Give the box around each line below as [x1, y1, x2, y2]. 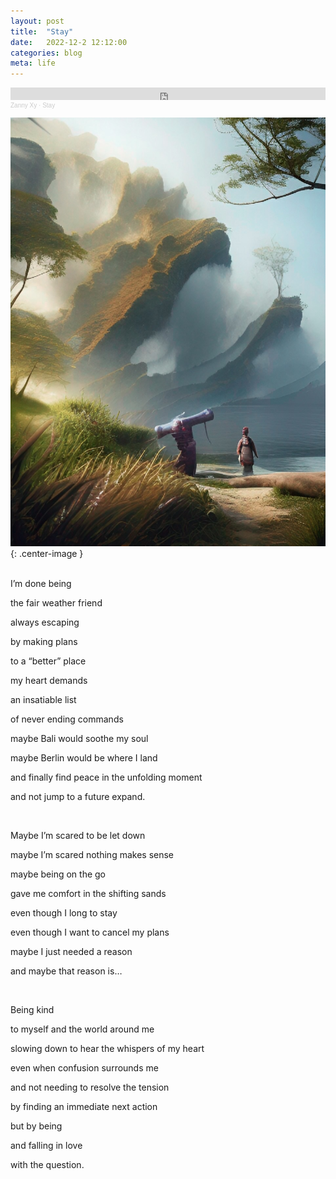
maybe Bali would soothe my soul [10, 732, 149, 744]
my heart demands [10, 674, 88, 686]
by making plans [10, 635, 78, 647]
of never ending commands [10, 713, 124, 725]
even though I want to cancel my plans [10, 926, 170, 938]
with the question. [10, 1158, 85, 1170]
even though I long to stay [10, 906, 118, 919]
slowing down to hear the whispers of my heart [10, 1042, 205, 1054]
